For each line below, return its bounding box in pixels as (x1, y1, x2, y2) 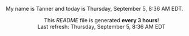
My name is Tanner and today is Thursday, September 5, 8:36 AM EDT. (5, 5, 184, 12)
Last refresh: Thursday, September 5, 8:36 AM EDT (37, 23, 166, 30)
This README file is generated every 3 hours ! (44, 17, 159, 23)
